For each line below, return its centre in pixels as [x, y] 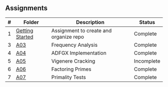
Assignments [26, 8]
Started [24, 37]
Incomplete [147, 61]
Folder [31, 22]
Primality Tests [68, 77]
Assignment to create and [81, 30]
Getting [24, 30]
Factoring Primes [71, 69]
